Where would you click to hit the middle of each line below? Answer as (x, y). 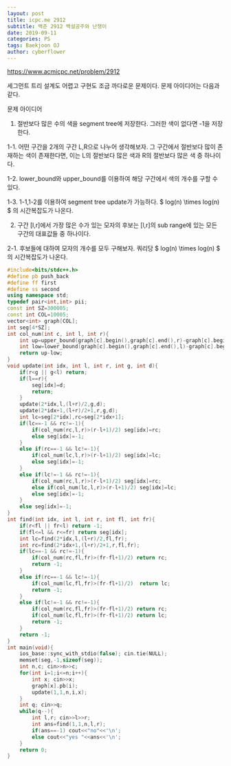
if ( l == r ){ (34, 379)
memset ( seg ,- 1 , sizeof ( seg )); (61, 660)
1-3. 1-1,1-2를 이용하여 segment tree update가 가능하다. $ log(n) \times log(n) (113, 202)
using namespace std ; (38, 296)
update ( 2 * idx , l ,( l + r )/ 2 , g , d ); (63, 404)
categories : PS (29, 39)
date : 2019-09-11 (32, 33)
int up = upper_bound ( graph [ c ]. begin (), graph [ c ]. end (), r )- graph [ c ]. (117, 340)
